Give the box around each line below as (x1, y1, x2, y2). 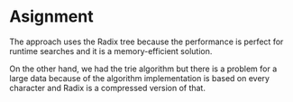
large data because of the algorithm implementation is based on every (9, 72, 270, 83)
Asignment (9, 6, 94, 27)
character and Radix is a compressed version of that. (9, 82, 206, 93)
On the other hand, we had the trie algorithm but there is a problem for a (9, 63, 278, 74)
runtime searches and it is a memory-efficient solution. (9, 45, 213, 56)
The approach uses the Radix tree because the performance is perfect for (9, 36, 284, 47)
